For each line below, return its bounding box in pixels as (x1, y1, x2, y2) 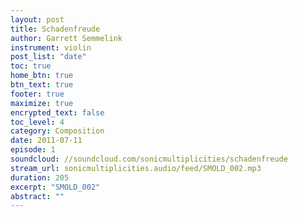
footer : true (10, 89, 65, 99)
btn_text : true (10, 80, 74, 90)
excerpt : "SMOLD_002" (10, 182, 101, 192)
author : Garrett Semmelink (10, 33, 123, 43)
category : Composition (10, 126, 105, 136)
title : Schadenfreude (10, 24, 101, 34)
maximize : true (10, 98, 74, 108)
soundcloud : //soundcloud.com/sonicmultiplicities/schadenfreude (10, 154, 288, 164)
